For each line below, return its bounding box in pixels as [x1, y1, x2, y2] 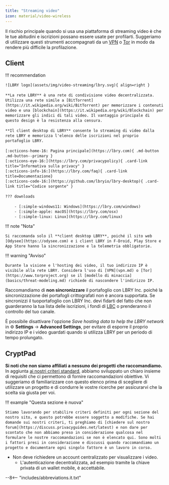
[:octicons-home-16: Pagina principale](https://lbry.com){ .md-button [5, 148, 159, 154]
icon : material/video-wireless [5, 13, 71, 19]
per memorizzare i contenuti [102, 103, 164, 108]
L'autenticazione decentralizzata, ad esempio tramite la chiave [20, 460, 150, 466]
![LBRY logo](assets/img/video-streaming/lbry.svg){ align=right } [5, 83, 150, 88]
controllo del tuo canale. [5, 309, 55, 315]
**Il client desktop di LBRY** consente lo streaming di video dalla [5, 128, 155, 134]
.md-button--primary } [5, 153, 53, 159]
